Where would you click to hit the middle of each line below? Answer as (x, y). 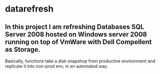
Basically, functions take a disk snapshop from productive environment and (80, 61)
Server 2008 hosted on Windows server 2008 (76, 34)
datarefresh (29, 9)
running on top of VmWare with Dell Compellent (78, 42)
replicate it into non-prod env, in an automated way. (56, 66)
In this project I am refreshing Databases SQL (75, 27)
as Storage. (23, 49)
